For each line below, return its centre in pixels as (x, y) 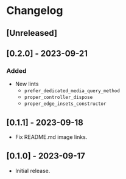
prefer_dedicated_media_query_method (72, 91)
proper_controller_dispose (58, 98)
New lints (27, 84)
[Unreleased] (32, 33)
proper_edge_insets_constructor (65, 104)
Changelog (35, 11)
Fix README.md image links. (51, 137)
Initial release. (33, 171)
